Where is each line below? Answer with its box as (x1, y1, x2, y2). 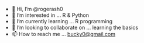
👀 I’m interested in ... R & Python (11, 12, 90, 19)
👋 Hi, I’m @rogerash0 (11, 6, 63, 12)
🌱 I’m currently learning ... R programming (11, 18, 113, 24)
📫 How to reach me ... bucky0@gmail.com (11, 31, 116, 37)
